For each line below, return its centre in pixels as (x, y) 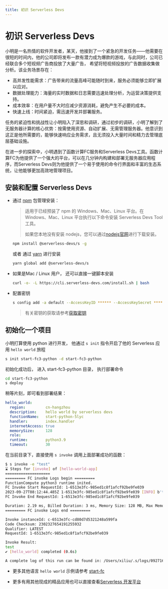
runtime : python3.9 (38, 440)
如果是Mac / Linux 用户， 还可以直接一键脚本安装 (63, 273)
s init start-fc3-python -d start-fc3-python (53, 359)
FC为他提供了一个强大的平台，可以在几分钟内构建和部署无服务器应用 (80, 157)
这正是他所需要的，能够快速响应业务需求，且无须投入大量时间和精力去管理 (82, 134)
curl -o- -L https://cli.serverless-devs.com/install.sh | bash (81, 283)
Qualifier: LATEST (24, 529)
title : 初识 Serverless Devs (35, 10)
